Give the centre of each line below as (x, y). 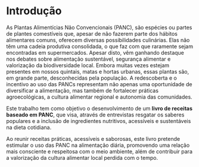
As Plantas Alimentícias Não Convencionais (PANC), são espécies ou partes (99, 27)
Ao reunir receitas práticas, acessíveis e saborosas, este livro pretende (93, 138)
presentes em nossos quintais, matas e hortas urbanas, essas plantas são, (98, 71)
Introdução (34, 11)
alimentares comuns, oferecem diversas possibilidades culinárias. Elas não (98, 40)
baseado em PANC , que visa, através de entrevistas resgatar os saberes (95, 115)
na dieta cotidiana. (29, 127)
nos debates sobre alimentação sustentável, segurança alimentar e (88, 59)
